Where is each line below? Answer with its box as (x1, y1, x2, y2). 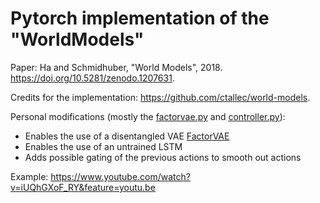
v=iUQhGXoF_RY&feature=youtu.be (10, 181, 156, 193)
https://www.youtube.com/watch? (50, 170, 191, 182)
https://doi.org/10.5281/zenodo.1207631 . (10, 72, 175, 84)
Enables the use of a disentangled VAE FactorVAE (24, 130, 230, 142)
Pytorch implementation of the (10, 7, 270, 30)
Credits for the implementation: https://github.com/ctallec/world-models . (10, 91, 311, 103)
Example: (10, 170, 49, 182)
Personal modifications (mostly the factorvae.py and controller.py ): (10, 110, 286, 122)
